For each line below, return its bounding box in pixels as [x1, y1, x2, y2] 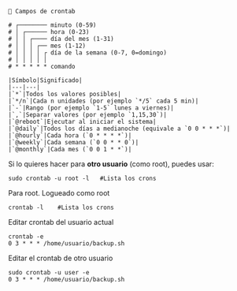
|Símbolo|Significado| [8, 76, 83, 84]
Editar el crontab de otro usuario [8, 253, 113, 263]
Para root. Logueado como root [8, 188, 110, 197]
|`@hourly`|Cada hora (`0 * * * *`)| [8, 132, 132, 140]
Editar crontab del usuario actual [8, 218, 114, 226]
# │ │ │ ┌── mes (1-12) [8, 42, 87, 50]
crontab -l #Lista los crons [8, 203, 114, 211]
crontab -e [8, 233, 44, 241]
